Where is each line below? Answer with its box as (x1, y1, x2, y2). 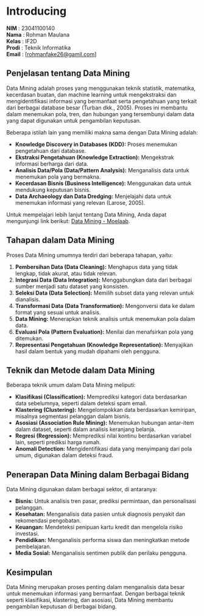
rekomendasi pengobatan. (15, 517, 81, 524)
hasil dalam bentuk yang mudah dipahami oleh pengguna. (15, 347, 161, 355)
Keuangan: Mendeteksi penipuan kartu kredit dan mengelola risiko (15, 524, 183, 531)
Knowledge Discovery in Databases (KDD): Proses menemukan (15, 141, 178, 148)
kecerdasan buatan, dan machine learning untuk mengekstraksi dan (6, 90, 177, 98)
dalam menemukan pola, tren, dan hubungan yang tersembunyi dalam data (6, 110, 195, 117)
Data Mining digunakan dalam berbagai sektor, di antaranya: (6, 486, 157, 493)
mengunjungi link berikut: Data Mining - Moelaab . (6, 217, 130, 224)
